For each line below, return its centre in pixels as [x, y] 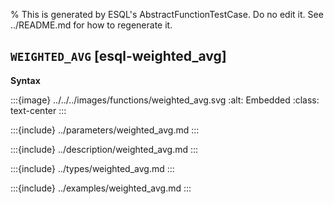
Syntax [25, 80]
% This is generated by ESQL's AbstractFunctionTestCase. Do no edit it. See [167, 14]
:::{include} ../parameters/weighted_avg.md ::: [105, 130]
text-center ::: [38, 110]
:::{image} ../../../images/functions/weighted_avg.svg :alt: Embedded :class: [165, 100]
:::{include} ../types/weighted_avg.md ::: [92, 168]
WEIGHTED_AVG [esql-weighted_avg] [118, 56]
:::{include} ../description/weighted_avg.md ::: [104, 149]
